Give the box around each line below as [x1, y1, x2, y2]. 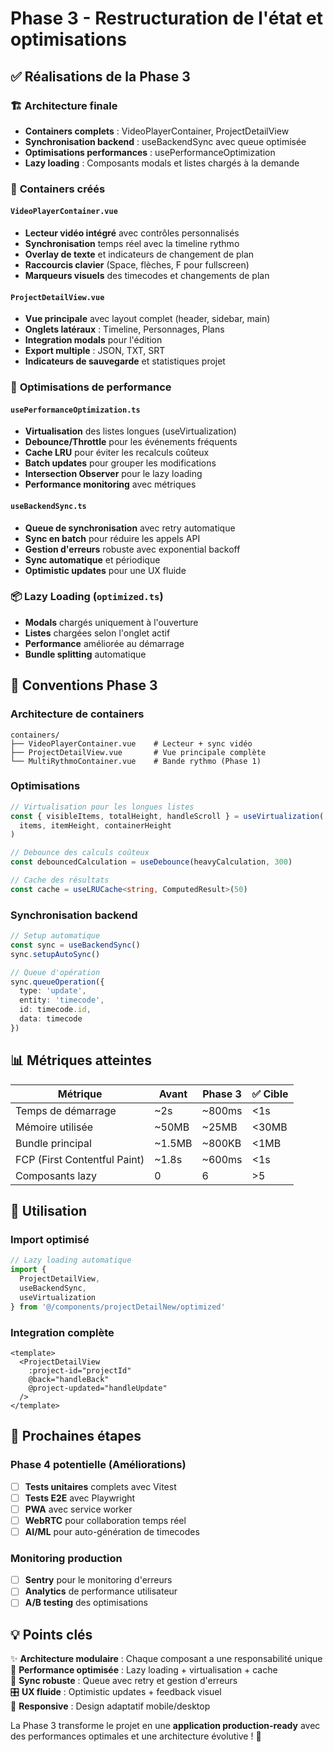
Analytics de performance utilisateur [24, 1585, 178, 1597]
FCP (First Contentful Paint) [15, 1152, 145, 1166]
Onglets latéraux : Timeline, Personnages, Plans [24, 323, 225, 336]
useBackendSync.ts [10, 501, 87, 511]
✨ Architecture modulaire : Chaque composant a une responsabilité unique [10, 1653, 323, 1665]
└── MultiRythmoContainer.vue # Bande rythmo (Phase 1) [10, 756, 262, 766]
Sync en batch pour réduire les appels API [24, 532, 201, 544]
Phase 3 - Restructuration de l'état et [10, 7, 323, 30]
